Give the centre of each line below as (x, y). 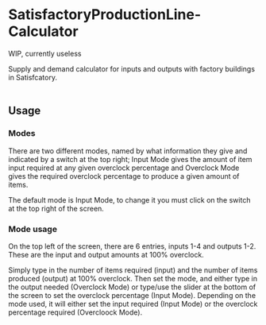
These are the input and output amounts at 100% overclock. (106, 254)
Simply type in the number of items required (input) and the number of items (133, 270)
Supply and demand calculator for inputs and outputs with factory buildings (132, 68)
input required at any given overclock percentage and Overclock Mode (124, 168)
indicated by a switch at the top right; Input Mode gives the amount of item (130, 159)
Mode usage (33, 229)
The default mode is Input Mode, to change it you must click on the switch (129, 199)
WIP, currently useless (45, 53)
